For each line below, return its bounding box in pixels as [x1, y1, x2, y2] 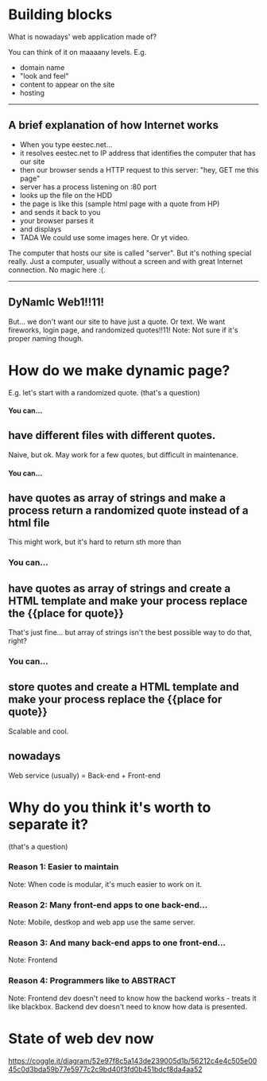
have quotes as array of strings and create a [8, 581, 231, 595]
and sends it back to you [19, 207, 101, 216]
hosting [19, 87, 45, 97]
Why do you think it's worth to [8, 798, 211, 816]
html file [8, 515, 50, 530]
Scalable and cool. [8, 726, 69, 736]
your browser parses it [19, 216, 94, 225]
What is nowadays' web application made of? [8, 32, 157, 41]
